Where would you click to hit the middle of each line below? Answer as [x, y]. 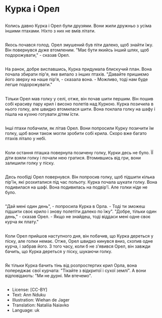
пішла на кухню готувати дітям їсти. [42, 114]
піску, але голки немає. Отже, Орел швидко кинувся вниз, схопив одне [79, 241]
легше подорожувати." [29, 85]
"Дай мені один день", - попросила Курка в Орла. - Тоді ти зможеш [75, 207]
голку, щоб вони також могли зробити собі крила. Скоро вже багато [76, 133]
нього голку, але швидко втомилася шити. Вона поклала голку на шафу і [80, 109]
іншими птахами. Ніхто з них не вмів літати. [50, 31]
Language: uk [26, 310]
